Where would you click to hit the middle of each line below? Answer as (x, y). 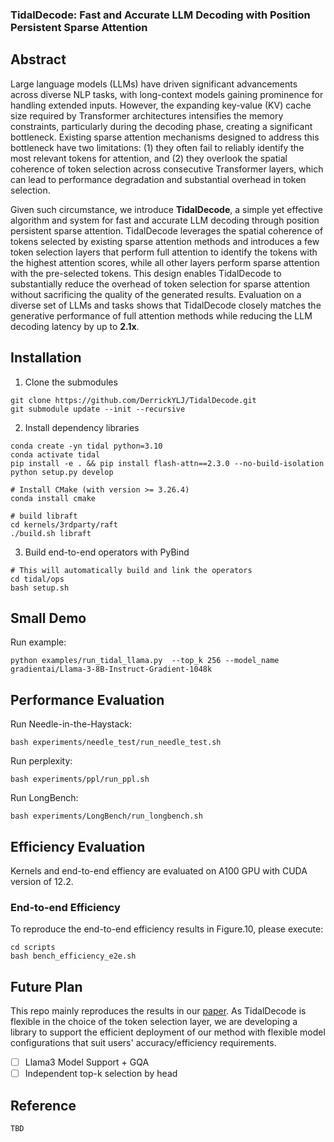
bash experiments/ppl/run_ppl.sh (80, 779)
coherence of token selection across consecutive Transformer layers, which (167, 169)
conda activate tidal (55, 454)
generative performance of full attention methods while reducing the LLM (161, 315)
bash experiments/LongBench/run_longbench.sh (106, 816)
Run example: (38, 642)
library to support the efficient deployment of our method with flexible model (168, 1032)
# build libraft (44, 516)
